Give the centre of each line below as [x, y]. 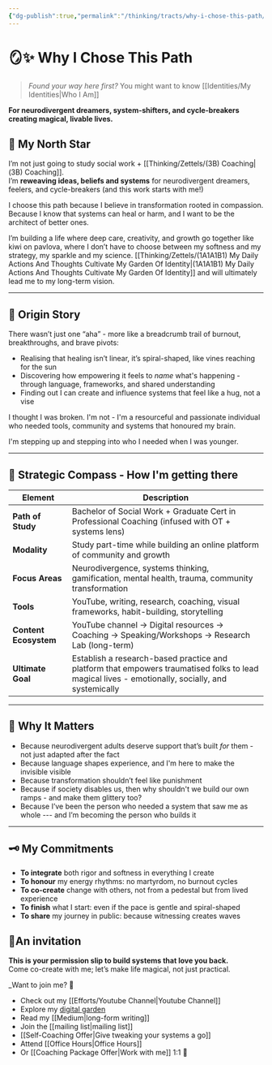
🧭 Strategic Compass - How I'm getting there [123, 474]
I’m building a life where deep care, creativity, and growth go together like [131, 238]
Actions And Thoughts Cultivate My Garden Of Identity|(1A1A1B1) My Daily [132, 264]
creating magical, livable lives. [61, 119]
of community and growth [121, 555]
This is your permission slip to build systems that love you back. [119, 961]
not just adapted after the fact [70, 754]
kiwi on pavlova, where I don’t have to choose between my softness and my [135, 247]
